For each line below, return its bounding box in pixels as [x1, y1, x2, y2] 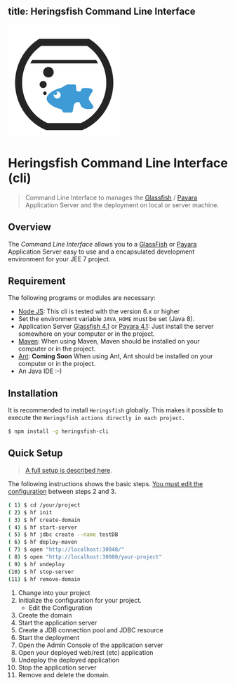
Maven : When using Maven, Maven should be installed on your [18, 337, 201, 346]
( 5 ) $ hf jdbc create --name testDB [8, 531, 119, 538]
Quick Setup [8, 448, 63, 459]
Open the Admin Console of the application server [18, 641, 163, 649]
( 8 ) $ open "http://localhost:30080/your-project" [8, 554, 162, 561]
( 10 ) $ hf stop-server [8, 568, 74, 575]
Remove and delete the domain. [18, 670, 111, 679]
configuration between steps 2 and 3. [8, 487, 116, 495]
